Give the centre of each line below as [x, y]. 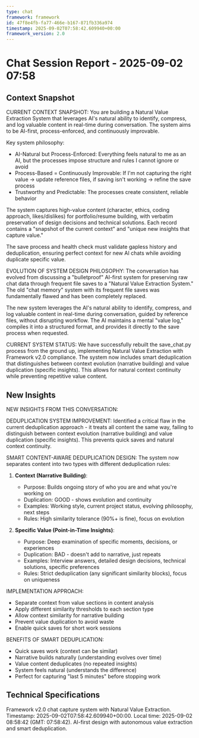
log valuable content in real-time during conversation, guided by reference [97, 314]
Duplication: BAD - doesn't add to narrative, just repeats [92, 554]
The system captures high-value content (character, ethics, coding [88, 210]
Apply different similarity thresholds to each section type [84, 609]
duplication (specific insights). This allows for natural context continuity [94, 370]
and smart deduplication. [37, 728]
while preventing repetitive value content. [57, 376]
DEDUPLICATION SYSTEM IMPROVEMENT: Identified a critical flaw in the [96, 421]
